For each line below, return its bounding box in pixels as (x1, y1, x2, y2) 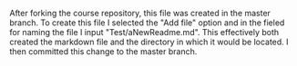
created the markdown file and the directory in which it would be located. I (9, 36, 289, 47)
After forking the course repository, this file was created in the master (9, 8, 271, 18)
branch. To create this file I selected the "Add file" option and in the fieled (9, 17, 285, 28)
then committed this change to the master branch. (9, 46, 198, 57)
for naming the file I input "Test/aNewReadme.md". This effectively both (9, 27, 280, 37)
